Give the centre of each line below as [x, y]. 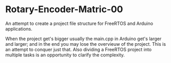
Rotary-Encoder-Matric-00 [64, 9]
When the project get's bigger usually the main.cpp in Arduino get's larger [83, 39]
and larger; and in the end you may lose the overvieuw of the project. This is [86, 44]
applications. [19, 28]
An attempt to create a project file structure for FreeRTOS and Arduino [79, 23]
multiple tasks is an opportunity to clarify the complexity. [65, 55]
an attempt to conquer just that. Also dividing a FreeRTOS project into [79, 49]
